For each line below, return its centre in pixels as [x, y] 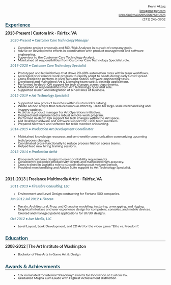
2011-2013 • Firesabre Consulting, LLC [40, 186]
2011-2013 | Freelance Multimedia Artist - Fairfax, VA [54, 179]
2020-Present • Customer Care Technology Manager [50, 40]
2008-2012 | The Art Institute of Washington [46, 246]
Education [17, 238]
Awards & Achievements [33, 266]
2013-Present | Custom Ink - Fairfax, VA [41, 33]
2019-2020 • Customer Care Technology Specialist [49, 65]
